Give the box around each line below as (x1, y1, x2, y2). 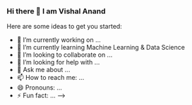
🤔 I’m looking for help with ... (16, 58, 100, 66)
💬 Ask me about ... (16, 66, 71, 74)
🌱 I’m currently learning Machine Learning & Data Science (16, 43, 185, 52)
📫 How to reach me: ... (16, 73, 85, 82)
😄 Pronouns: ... (16, 83, 63, 92)
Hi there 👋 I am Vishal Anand (6, 6, 106, 16)
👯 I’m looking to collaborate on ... (16, 50, 113, 59)
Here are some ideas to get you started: (6, 22, 123, 31)
